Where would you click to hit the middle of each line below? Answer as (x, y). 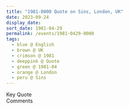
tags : (13, 39)
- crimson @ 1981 (33, 56)
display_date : (24, 23)
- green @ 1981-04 (34, 67)
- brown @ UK (28, 50)
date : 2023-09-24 (28, 17)
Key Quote (19, 95)
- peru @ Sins (29, 78)
